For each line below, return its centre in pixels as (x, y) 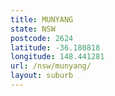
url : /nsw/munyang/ (51, 66)
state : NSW (33, 29)
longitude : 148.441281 (57, 57)
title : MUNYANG (42, 19)
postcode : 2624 (42, 38)
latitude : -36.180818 (55, 47)
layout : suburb (42, 76)
